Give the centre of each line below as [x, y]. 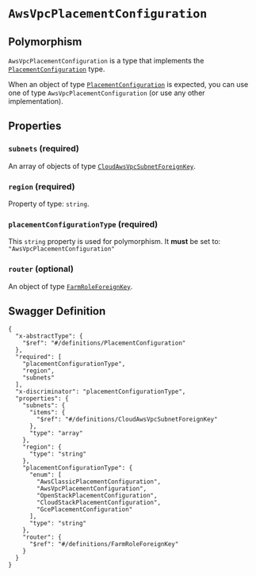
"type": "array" [56, 433]
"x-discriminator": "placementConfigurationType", [101, 392]
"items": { [47, 413]
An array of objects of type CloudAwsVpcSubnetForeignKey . [102, 166]
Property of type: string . [49, 204]
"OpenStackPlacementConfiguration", [97, 496]
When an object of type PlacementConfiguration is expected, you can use [128, 84]
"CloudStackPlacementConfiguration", [99, 503]
